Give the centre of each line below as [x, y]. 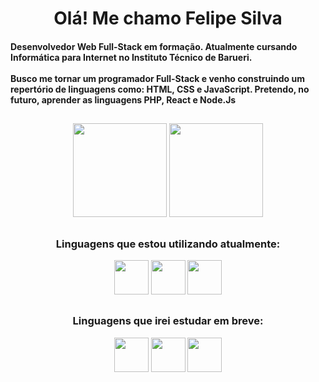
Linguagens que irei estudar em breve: [168, 321]
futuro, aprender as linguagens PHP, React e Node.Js [123, 99]
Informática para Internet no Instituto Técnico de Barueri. [131, 57]
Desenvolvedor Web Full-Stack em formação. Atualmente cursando [154, 46]
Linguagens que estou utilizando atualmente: [168, 244]
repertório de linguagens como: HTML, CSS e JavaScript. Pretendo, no [160, 89]
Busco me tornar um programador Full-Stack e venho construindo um [157, 78]
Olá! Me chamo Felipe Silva [168, 18]
